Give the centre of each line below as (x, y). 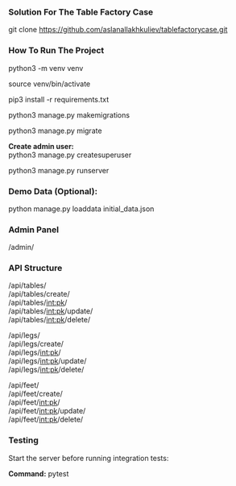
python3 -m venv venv (46, 68)
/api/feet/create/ (35, 394)
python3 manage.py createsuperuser (70, 155)
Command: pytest (39, 473)
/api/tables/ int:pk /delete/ (50, 320)
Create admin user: (41, 146)
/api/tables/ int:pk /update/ (51, 311)
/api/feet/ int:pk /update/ (47, 411)
